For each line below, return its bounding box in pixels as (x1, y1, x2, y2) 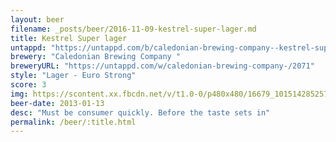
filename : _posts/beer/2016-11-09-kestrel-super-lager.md (10, 24, 257, 34)
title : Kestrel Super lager (10, 33, 128, 43)
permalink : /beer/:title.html (10, 117, 137, 127)
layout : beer (10, 14, 65, 25)
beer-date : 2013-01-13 (10, 98, 105, 108)
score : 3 (10, 80, 47, 90)
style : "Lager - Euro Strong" (10, 71, 137, 81)
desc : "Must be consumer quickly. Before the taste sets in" (10, 107, 271, 118)
